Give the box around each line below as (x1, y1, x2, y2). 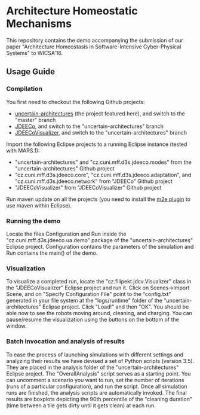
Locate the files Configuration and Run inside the (6, 230, 127, 237)
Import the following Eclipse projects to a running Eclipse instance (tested (6, 141, 187, 148)
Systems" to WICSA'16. (6, 49, 63, 56)
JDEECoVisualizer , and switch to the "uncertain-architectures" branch (14, 129, 187, 136)
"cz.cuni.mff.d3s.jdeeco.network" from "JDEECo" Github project (14, 178, 173, 185)
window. (6, 322, 27, 329)
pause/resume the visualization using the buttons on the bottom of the (6, 316, 179, 324)
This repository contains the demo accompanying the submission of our (6, 36, 183, 44)
